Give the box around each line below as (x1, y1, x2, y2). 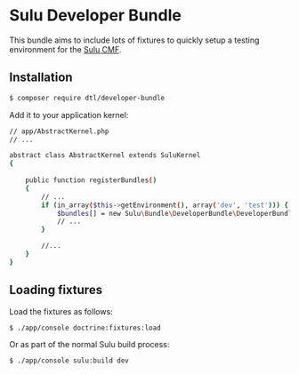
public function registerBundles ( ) (25, 176, 158, 185)
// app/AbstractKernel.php (9, 126, 109, 136)
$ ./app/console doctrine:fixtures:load (9, 323, 162, 332)
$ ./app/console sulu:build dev (9, 356, 129, 365)
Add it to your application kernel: (9, 109, 129, 120)
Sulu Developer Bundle (9, 5, 182, 26)
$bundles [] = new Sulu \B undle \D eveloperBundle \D (56, 209, 241, 218)
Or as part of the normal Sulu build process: (9, 339, 170, 350)
